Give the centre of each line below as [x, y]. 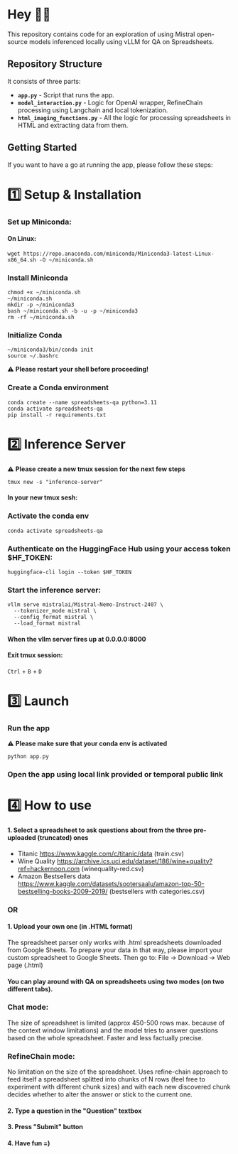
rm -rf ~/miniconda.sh [41, 318]
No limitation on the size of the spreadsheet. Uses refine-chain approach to [118, 1072]
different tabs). [30, 989]
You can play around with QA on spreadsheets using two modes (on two [116, 981]
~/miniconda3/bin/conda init [50, 350]
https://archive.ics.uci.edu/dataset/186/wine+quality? [135, 861]
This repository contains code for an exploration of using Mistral [101, 34]
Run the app [28, 728]
